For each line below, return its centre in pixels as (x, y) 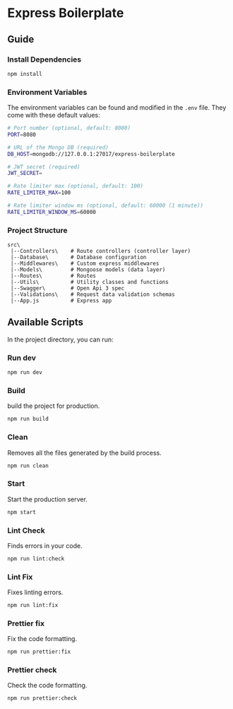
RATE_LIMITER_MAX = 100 (39, 193)
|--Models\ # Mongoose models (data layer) (88, 270)
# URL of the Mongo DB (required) (58, 147)
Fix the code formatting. (42, 639)
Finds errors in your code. (45, 545)
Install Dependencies (44, 59)
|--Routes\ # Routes (53, 276)
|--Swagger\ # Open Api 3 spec (67, 288)
